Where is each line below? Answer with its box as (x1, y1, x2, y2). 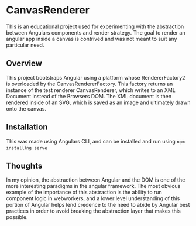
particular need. (6, 42, 44, 49)
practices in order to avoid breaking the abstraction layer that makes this (6, 207, 181, 214)
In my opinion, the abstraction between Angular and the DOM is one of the (6, 176, 185, 183)
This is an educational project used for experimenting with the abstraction (6, 23, 184, 30)
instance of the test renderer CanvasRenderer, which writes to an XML (6, 86, 176, 94)
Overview (6, 59, 43, 69)
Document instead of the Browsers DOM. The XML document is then (6, 93, 171, 100)
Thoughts (6, 160, 43, 170)
